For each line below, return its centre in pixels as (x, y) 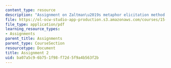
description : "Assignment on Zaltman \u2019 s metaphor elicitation (77, 15)
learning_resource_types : (33, 29)
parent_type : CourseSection (35, 43)
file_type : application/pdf (35, 24)
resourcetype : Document (31, 48)
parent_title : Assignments (34, 39)
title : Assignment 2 (27, 53)
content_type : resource (31, 10)
